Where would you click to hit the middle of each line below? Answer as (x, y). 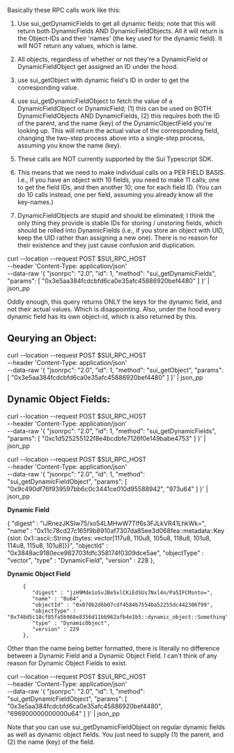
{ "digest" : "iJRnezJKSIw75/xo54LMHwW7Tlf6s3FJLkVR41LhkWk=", (107, 523)
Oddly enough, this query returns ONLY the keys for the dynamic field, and (115, 302)
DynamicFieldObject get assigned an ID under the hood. (98, 67)
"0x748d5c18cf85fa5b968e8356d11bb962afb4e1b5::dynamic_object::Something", (119, 617)
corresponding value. (48, 87)
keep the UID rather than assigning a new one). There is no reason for (117, 238)
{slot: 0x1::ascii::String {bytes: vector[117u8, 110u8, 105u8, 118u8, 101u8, (109, 538)
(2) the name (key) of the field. (51, 742)
